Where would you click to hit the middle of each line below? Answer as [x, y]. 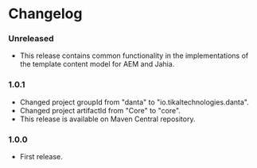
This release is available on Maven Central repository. [107, 119]
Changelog [45, 14]
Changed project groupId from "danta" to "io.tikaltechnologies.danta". [134, 102]
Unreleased [31, 39]
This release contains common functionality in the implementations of [134, 55]
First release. [41, 157]
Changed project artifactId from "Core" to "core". [100, 110]
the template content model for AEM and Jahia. [97, 64]
